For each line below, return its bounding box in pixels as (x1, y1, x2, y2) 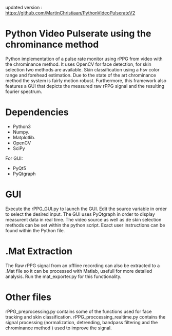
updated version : (5, 5, 43, 10)
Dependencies (5, 106, 69, 118)
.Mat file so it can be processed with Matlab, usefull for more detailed (5, 268, 152, 274)
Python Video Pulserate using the (5, 28, 151, 40)
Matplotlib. (12, 134, 36, 140)
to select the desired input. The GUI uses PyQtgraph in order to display (5, 211, 155, 217)
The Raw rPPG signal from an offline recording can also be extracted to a (5, 262, 160, 269)
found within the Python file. (5, 227, 65, 233)
